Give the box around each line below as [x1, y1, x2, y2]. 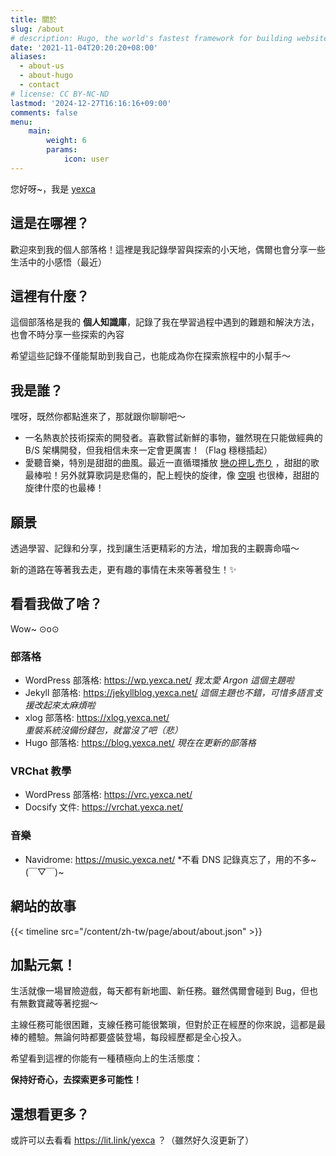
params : [46, 145, 78, 155]
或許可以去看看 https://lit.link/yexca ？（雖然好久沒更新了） [10, 1134, 255, 1146]
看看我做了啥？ [10, 596, 103, 613]
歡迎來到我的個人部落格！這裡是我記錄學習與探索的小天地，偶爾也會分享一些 [10, 243, 326, 255]
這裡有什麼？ [10, 287, 90, 305]
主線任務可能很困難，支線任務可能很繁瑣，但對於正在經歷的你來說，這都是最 [10, 1019, 326, 1031]
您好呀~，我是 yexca [10, 182, 96, 195]
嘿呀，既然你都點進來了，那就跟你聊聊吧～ [10, 411, 186, 423]
